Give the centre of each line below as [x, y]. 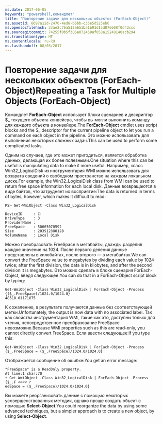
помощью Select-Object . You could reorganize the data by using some [76, 405]
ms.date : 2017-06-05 [26, 10]
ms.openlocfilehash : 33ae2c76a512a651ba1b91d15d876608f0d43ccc [70, 28]
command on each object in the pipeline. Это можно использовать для [77, 135]
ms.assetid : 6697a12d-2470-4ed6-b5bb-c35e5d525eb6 [57, 23]
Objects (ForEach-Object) [58, 101]
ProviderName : [20, 222]
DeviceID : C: [24, 214]
